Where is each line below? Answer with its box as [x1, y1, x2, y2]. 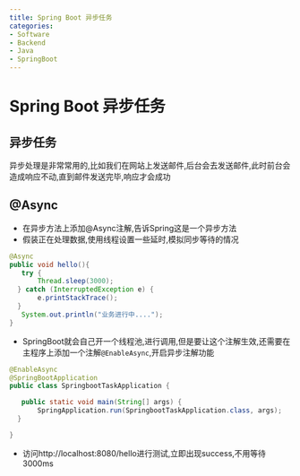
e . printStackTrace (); [37, 293, 118, 303]
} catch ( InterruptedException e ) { [17, 285, 154, 294]
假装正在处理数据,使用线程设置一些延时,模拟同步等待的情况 [21, 234, 239, 245]
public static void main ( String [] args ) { [21, 398, 182, 407]
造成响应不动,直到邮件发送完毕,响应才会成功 [9, 171, 172, 182]
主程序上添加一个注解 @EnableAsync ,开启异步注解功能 [21, 347, 215, 358]
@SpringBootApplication [9, 373, 99, 382]
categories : [9, 22, 54, 30]
